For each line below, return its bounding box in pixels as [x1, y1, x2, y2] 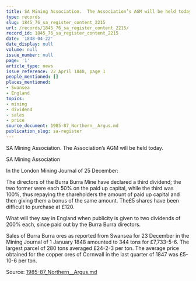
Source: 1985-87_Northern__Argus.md [6, 268, 97, 275]
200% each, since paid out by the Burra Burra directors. [6, 221, 141, 228]
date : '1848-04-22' [6, 36, 54, 42]
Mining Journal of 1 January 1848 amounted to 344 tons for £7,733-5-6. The [6, 238, 190, 245]
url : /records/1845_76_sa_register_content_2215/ [6, 25, 129, 31]
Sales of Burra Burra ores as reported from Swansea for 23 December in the [6, 232, 190, 239]
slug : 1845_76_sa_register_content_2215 [6, 19, 106, 25]
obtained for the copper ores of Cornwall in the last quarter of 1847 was [6, 251, 179, 258]
